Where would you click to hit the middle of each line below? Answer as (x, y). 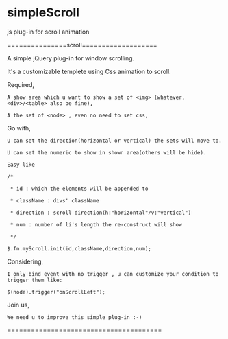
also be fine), (72, 103)
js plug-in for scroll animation (48, 32)
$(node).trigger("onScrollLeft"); (56, 292)
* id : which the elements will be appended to (79, 189)
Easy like (21, 165)
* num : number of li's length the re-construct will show (96, 224)
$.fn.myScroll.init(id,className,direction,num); (79, 248)
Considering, (25, 261)
